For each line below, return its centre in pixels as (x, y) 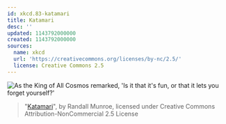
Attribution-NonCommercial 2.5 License (81, 114)
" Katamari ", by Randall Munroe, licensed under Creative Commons (120, 106)
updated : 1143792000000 (42, 33)
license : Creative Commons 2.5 (59, 65)
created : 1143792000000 (42, 40)
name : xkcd (29, 53)
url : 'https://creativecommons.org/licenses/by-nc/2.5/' (98, 59)
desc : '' (20, 26)
